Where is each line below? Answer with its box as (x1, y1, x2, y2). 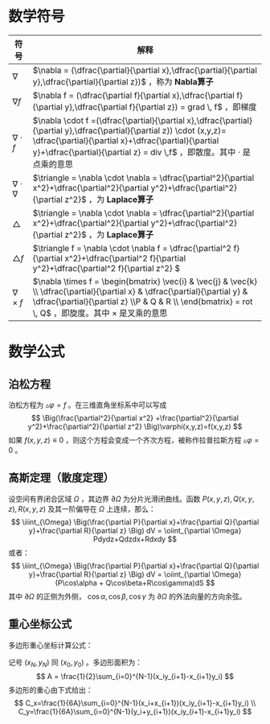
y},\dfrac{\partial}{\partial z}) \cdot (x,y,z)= (63, 125, 227, 136)
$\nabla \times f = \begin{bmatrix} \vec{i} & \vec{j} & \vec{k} (32, 275, 258, 286)
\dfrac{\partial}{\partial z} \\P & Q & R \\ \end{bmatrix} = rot (32, 295, 253, 306)
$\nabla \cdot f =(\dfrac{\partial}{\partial (32, 114, 185, 125)
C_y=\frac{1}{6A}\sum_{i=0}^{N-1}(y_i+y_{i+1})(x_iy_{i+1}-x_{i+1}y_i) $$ (18, 707, 252, 717)
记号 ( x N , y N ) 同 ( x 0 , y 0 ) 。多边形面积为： (8, 657, 143, 668)
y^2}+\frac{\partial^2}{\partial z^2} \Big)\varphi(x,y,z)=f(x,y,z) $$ (27, 422, 243, 431)
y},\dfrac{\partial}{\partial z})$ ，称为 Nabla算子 (32, 76, 214, 87)
